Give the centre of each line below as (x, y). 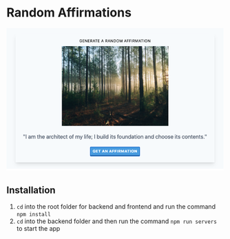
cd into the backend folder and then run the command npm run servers (117, 221)
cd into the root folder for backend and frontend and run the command (116, 207)
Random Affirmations (69, 13)
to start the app (38, 229)
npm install (33, 215)
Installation (31, 190)
